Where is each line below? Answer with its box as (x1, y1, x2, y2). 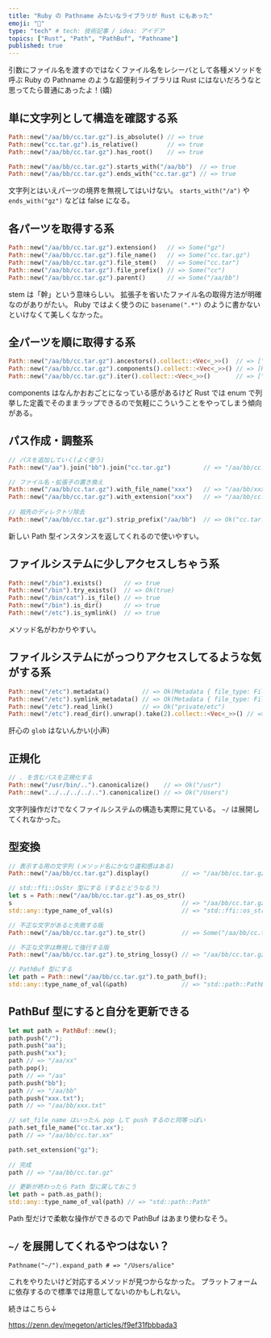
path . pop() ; (8, 1064, 48, 1072)
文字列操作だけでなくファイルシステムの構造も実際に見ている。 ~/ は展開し (8, 804, 260, 814)
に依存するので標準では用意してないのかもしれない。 (8, 1286, 186, 1296)
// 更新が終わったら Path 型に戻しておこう (8, 1183, 137, 1191)
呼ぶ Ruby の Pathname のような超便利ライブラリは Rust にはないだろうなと (8, 75, 262, 85)
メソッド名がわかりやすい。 (8, 624, 101, 634)
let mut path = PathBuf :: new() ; (8, 1026, 117, 1034)
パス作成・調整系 (8, 434, 94, 448)
